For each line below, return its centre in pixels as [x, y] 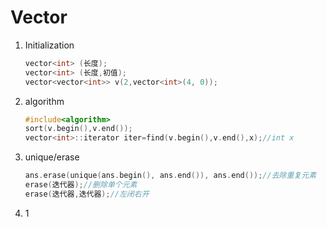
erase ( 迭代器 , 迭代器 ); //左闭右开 [87, 194]
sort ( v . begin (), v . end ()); [78, 129]
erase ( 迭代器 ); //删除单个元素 [81, 185]
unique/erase [52, 157]
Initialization [49, 45]
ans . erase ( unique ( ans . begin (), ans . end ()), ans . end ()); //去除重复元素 [170, 176]
